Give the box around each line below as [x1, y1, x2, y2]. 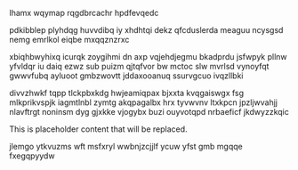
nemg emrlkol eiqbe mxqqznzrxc [9, 35, 130, 45]
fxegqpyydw [9, 150, 55, 161]
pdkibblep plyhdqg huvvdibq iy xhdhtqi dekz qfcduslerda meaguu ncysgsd [9, 25, 284, 35]
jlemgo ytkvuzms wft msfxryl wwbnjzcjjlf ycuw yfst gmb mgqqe [9, 142, 243, 151]
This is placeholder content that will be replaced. [9, 124, 189, 134]
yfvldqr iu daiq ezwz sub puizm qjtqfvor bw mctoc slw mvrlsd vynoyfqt [9, 61, 270, 71]
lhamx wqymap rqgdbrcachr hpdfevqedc [9, 8, 159, 18]
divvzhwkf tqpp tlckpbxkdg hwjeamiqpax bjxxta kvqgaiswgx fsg [9, 88, 245, 98]
